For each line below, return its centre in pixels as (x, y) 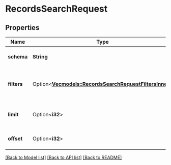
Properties (22, 28)
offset (15, 139)
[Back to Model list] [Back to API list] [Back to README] (64, 157)
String (40, 57)
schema (18, 57)
